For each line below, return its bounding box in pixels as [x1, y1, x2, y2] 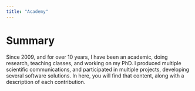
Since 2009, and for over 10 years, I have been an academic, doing [6, 53, 169, 60]
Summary [6, 33, 55, 47]
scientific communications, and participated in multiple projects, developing [6, 66, 190, 73]
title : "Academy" [6, 8, 49, 15]
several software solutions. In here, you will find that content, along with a [6, 72, 184, 79]
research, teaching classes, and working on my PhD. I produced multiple [6, 59, 181, 66]
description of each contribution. [6, 78, 86, 85]
